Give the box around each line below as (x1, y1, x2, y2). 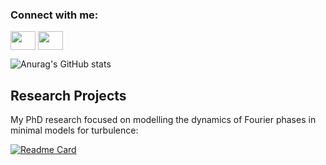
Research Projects (10, 87, 127, 104)
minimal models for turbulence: (10, 124, 139, 137)
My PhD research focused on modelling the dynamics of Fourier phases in (10, 114, 317, 126)
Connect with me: (10, 8, 99, 22)
